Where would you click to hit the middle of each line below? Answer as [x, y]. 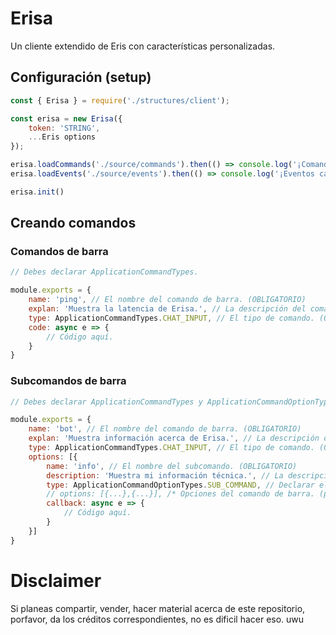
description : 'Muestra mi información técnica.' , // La [165, 475]
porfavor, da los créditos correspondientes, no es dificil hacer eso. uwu [157, 619]
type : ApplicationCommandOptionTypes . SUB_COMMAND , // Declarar [180, 485]
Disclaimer [56, 580]
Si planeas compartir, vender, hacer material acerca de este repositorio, [158, 608]
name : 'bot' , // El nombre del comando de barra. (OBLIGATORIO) [165, 429]
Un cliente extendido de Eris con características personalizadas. [143, 46]
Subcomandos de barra [68, 381]
